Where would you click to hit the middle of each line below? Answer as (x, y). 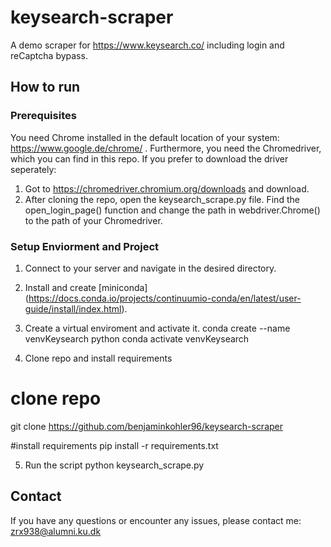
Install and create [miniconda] (86, 287)
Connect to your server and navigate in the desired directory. (150, 268)
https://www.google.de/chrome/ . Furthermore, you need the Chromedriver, (166, 148)
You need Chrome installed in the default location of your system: (145, 137)
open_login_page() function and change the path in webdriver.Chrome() (172, 210)
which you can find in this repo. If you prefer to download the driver (149, 158)
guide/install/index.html (73, 308)
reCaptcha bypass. (49, 55)
